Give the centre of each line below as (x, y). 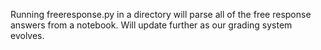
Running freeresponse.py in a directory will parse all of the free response (161, 14)
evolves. (27, 35)
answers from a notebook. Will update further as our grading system (151, 25)
